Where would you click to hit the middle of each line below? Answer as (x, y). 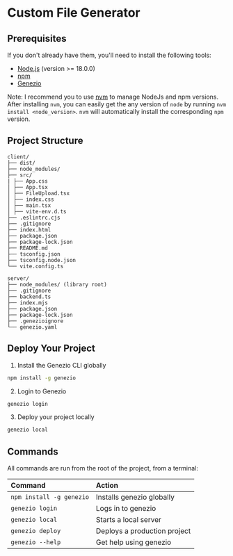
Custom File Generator (74, 13)
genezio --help (36, 542)
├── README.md (28, 248)
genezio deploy (36, 531)
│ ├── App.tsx (28, 187)
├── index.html (29, 230)
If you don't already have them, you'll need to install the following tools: (109, 55)
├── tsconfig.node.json (42, 260)
